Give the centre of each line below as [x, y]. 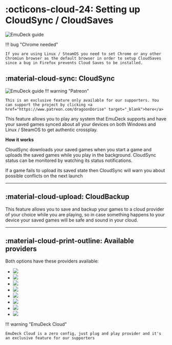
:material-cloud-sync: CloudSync [60, 79]
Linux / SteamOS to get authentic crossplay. [52, 130]
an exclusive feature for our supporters [50, 338]
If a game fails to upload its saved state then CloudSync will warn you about [85, 170]
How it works [20, 139]
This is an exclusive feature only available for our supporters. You [82, 100]
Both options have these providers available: [52, 261]
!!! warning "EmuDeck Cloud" [36, 324]
